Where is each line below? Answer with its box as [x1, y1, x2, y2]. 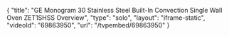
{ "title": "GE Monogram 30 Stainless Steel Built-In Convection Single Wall [6, 6, 223, 14]
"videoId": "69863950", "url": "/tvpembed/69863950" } [6, 21, 170, 29]
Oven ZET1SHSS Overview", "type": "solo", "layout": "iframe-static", [6, 13, 206, 22]
